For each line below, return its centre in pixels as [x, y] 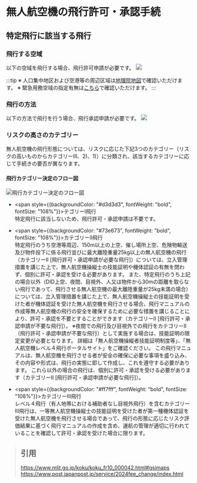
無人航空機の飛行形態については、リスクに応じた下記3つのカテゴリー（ [93, 149]
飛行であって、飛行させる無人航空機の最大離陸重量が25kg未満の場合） [106, 289]
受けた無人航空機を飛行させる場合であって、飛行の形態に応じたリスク [99, 418]
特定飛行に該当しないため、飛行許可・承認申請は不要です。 [86, 219]
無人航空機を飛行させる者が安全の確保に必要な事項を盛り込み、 [112, 355]
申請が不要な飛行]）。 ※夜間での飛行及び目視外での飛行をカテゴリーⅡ [103, 326]
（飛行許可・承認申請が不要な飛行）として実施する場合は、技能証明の [100, 333]
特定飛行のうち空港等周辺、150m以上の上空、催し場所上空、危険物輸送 [101, 244]
